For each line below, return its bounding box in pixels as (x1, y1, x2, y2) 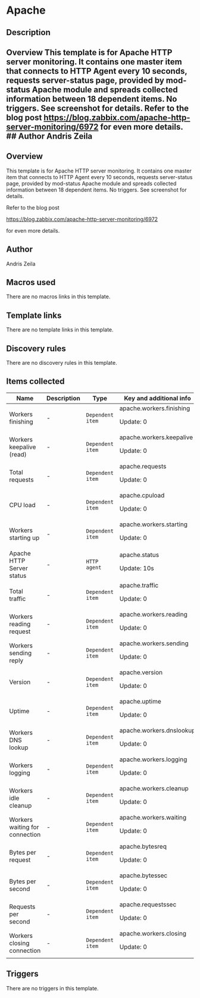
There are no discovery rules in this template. (6, 359, 117, 367)
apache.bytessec (119, 871, 168, 880)
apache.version (119, 668, 162, 676)
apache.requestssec (119, 900, 177, 908)
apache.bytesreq (119, 842, 167, 850)
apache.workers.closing (119, 929, 186, 937)
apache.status (119, 550, 160, 559)
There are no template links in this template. (6, 326, 114, 333)
